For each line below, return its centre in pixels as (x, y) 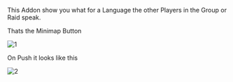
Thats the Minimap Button (44, 31)
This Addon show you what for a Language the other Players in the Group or (117, 10)
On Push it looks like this (43, 58)
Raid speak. (24, 17)
